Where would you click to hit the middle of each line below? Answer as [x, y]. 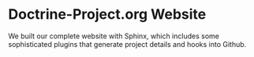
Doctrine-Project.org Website [107, 14]
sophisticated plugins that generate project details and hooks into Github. [127, 44]
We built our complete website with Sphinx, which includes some [114, 36]
